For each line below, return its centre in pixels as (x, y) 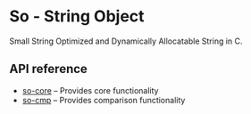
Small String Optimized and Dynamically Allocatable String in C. (126, 41)
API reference (48, 69)
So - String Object (77, 16)
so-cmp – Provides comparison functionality (104, 100)
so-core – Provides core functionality (90, 90)
